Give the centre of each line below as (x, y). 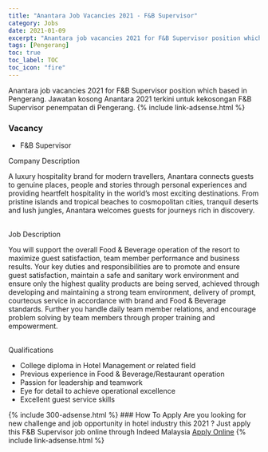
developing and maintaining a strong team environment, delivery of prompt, (132, 292)
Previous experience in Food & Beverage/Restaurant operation (122, 374)
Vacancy (26, 128)
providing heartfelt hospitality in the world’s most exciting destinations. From (134, 193)
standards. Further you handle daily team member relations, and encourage (132, 309)
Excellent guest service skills (67, 399)
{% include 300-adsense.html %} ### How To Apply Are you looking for (127, 415)
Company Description (44, 161)
